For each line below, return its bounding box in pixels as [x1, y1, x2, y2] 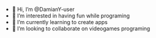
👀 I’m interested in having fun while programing [11, 12, 130, 19]
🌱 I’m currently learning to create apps [11, 19, 108, 25]
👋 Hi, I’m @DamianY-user [11, 6, 75, 13]
